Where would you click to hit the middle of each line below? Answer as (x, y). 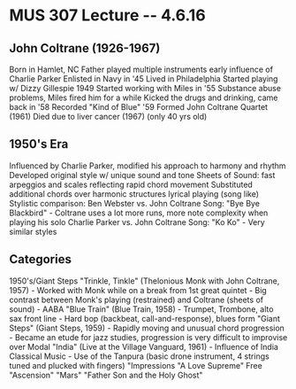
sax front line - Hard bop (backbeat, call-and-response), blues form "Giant (145, 318)
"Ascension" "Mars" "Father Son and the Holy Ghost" (106, 375)
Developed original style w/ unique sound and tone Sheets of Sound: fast (142, 175)
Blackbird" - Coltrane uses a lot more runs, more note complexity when (139, 213)
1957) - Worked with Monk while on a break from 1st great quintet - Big (138, 290)
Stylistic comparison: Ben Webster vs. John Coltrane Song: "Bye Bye (135, 203)
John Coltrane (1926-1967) (85, 48)
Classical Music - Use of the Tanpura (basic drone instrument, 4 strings (139, 356)
